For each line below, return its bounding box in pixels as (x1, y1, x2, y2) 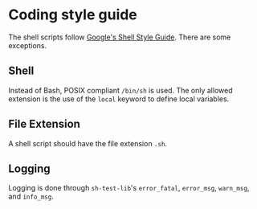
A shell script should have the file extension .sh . (8, 138, 167, 148)
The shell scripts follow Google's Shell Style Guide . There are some (8, 32, 231, 42)
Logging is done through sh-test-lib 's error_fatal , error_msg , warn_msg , (8, 183, 250, 193)
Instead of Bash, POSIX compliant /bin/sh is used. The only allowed (8, 85, 233, 95)
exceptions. (8, 40, 47, 50)
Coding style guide (8, 6, 138, 24)
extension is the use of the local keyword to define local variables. (8, 94, 230, 104)
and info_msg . (8, 191, 54, 202)
